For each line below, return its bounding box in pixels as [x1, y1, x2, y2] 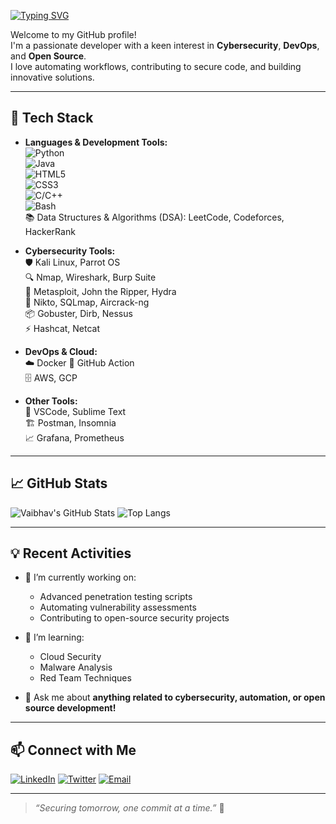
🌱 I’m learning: [24, 631, 85, 644]
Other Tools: [24, 395, 78, 407]
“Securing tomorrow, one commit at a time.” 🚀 [34, 802, 225, 814]
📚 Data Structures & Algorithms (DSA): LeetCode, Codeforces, [24, 211, 285, 223]
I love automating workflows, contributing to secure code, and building [10, 61, 302, 72]
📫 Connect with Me [10, 741, 137, 759]
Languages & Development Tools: [24, 136, 168, 148]
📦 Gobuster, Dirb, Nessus [24, 307, 133, 319]
